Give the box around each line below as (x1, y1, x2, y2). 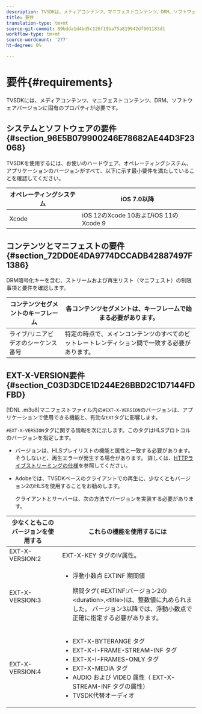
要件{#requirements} (6, 76, 113, 89)
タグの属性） (112, 682, 149, 691)
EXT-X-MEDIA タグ (72, 664, 128, 672)
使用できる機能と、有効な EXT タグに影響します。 (43, 414, 161, 421)
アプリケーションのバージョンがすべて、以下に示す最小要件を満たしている (6, 167, 189, 174)
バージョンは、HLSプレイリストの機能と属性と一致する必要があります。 (14, 447, 194, 454)
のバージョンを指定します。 (6, 434, 75, 442)
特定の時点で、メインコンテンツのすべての (64, 330, 185, 338)
